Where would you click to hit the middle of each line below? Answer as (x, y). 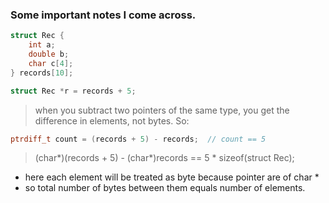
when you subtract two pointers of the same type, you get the (162, 110)
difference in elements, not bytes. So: (112, 120)
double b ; (49, 54)
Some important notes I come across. (103, 15)
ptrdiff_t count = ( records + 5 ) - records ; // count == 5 (138, 139)
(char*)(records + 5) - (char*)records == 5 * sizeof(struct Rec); (164, 158)
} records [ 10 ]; (42, 73)
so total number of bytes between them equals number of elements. (165, 188)
